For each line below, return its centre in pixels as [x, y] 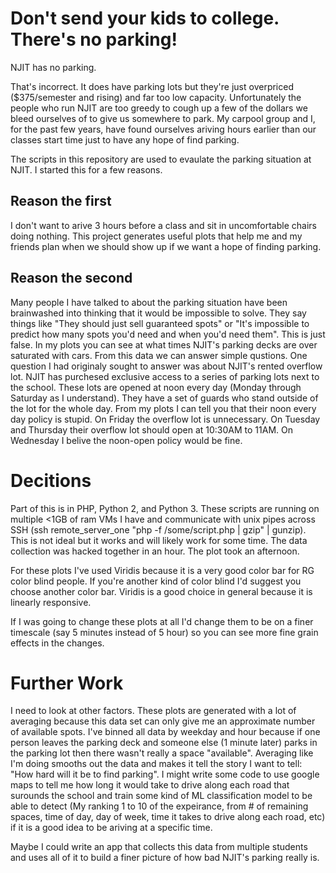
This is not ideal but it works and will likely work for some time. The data [159, 540]
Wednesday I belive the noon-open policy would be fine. [126, 440]
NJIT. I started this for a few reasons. [86, 169]
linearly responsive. [51, 602]
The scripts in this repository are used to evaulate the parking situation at [161, 159]
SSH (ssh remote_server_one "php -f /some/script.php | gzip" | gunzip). [158, 529]
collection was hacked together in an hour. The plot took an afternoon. [155, 551]
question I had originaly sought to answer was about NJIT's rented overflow [166, 366]
